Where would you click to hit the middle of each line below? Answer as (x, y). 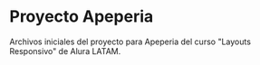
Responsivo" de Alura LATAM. (65, 51)
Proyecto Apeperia (82, 17)
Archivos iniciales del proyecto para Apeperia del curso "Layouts (130, 42)
